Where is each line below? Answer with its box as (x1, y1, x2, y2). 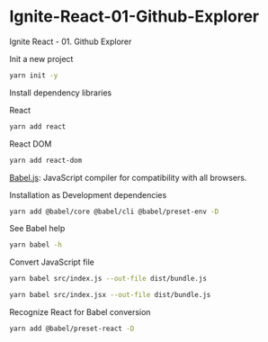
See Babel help (9, 223, 66, 234)
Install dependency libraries (9, 87, 112, 98)
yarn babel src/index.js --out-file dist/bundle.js (9, 274, 207, 283)
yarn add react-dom (9, 156, 83, 165)
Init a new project (9, 53, 74, 64)
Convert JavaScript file (9, 256, 94, 267)
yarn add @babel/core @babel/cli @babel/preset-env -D (9, 207, 219, 216)
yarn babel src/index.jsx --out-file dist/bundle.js (9, 291, 211, 300)
